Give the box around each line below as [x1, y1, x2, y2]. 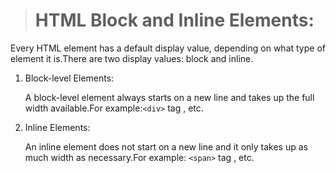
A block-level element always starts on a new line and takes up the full [24, 91, 315, 103]
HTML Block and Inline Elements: [34, 9, 315, 32]
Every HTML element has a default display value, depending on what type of [10, 42, 326, 54]
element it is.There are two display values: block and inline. [10, 52, 254, 64]
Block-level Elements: [24, 72, 115, 84]
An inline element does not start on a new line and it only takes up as [24, 140, 308, 153]
